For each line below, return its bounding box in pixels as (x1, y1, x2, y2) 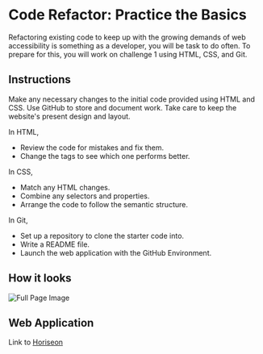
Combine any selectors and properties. (19, 191, 150, 201)
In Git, (8, 215, 28, 225)
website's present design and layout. (8, 111, 131, 121)
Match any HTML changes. (19, 182, 111, 192)
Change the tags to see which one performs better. (19, 151, 190, 160)
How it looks (8, 272, 72, 285)
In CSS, (8, 167, 34, 177)
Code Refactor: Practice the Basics (8, 6, 248, 24)
